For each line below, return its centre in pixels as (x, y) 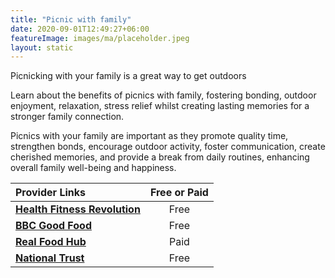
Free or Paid (179, 193)
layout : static (42, 47)
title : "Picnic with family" (71, 19)
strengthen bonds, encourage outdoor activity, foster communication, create (168, 147)
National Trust (50, 258)
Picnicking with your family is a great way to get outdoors (128, 76)
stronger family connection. (67, 117)
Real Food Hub (51, 242)
